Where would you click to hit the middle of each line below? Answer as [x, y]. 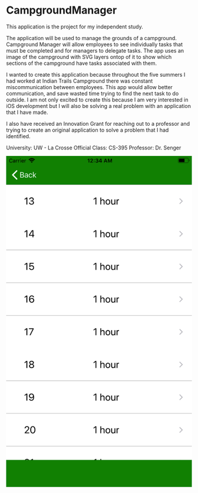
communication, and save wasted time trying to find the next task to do [93, 93]
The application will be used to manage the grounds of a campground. [91, 38]
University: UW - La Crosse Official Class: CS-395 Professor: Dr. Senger [94, 148]
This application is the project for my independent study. [75, 27]
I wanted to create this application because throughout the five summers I [96, 74]
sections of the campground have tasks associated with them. [82, 63]
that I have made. [27, 112]
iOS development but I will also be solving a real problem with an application [99, 106]
